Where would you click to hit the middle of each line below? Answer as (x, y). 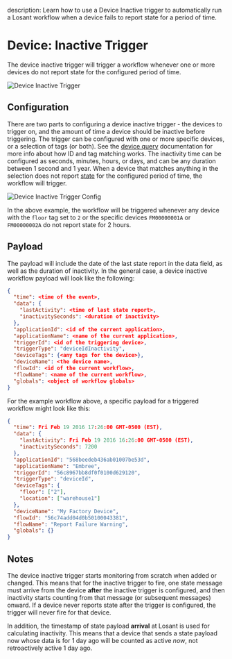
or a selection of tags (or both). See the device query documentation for (110, 146)
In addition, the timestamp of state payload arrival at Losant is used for (108, 626)
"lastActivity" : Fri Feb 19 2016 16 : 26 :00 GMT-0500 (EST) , (107, 440)
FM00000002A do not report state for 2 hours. (69, 224)
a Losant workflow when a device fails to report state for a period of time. (112, 17)
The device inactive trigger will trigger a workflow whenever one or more (111, 65)
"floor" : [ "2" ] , (43, 492)
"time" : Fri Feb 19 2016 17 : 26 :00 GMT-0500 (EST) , (88, 427)
